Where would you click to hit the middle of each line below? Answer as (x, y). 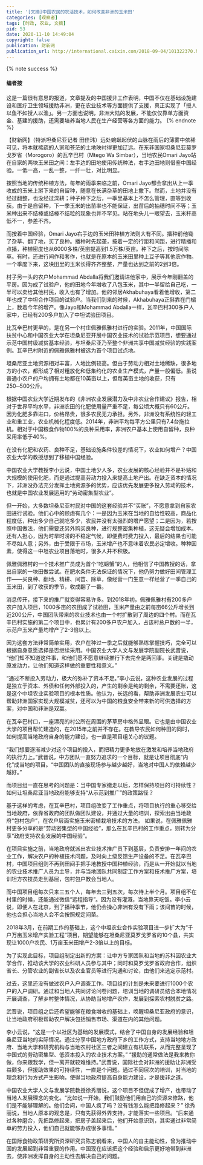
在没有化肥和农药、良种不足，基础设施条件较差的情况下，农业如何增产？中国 (101, 450)
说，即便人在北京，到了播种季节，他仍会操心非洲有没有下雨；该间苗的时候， (101, 907)
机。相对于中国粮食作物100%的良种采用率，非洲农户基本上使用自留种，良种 (101, 429)
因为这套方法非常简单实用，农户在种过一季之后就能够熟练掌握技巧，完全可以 (101, 642)
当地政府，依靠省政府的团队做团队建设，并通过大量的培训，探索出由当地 (96, 813)
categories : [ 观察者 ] (32, 18)
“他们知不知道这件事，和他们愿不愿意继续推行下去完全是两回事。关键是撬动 (100, 657)
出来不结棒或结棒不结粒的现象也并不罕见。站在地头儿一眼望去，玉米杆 (104, 213)
